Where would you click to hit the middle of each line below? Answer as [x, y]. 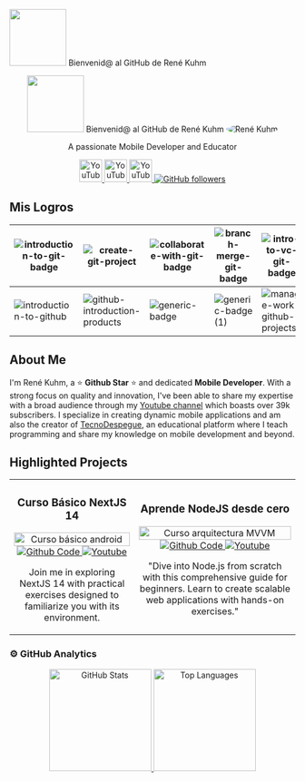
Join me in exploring [72, 572]
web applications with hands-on [215, 600]
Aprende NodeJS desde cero [215, 509]
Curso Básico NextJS [72, 503]
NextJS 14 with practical [72, 583]
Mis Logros [42, 207]
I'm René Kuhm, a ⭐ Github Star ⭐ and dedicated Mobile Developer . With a [150, 382]
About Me [38, 360]
